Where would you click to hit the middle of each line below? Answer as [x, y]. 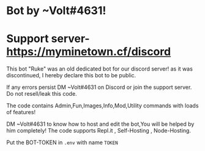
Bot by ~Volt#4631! [56, 11]
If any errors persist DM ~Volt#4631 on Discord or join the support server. [99, 87]
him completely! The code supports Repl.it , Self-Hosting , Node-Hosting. [99, 131]
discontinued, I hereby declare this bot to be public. [71, 75]
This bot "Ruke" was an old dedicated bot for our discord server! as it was [99, 69]
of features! [21, 112]
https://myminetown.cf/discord [89, 52]
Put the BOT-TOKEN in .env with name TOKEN [62, 142]
